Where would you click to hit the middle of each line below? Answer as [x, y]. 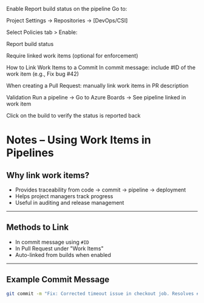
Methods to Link [37, 228]
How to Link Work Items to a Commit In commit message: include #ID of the [101, 67]
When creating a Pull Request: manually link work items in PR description [97, 85]
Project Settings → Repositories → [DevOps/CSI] [67, 20]
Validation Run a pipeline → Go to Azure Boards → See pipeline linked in [96, 97]
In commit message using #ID [52, 242]
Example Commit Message [58, 280]
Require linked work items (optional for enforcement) [72, 56]
